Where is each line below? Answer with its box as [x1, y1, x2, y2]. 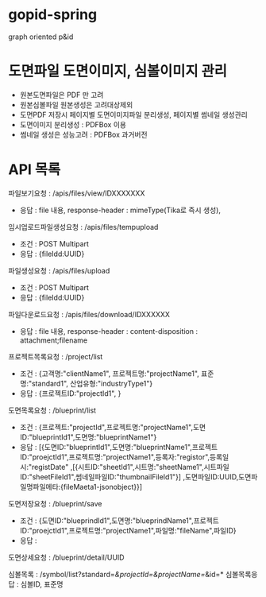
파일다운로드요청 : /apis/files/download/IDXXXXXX [8, 309, 171, 319]
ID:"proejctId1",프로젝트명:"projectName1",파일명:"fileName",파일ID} [19, 525, 237, 535]
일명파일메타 [19, 482, 60, 491]
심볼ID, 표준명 [20, 579, 64, 589]
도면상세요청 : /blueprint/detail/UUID [8, 552, 125, 562]
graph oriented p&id [8, 32, 74, 41]
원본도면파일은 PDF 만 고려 [19, 90, 104, 99]
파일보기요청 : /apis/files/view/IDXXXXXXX [8, 188, 145, 198]
